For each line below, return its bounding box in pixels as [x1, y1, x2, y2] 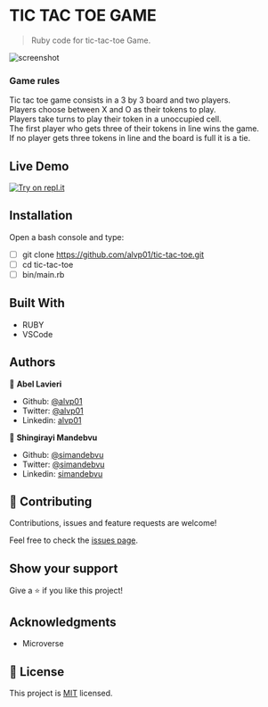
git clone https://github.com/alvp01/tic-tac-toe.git [21, 249, 205, 260]
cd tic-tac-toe [21, 259, 74, 270]
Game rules [9, 74, 61, 87]
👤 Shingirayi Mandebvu [9, 432, 98, 443]
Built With [9, 295, 65, 311]
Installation [9, 208, 73, 223]
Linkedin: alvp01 [21, 414, 82, 425]
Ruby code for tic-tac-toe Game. [30, 35, 151, 46]
